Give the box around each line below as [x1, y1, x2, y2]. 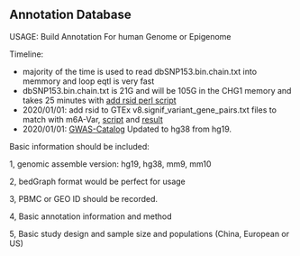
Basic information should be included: [9, 141, 150, 151]
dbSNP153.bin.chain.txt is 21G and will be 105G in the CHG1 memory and [22, 85, 292, 96]
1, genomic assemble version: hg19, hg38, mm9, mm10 [9, 158, 212, 169]
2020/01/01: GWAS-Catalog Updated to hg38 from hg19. [22, 123, 232, 134]
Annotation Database [9, 7, 132, 23]
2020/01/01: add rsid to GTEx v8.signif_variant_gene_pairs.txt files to [22, 104, 277, 115]
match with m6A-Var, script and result [22, 114, 164, 124]
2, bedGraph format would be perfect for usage [9, 176, 186, 187]
